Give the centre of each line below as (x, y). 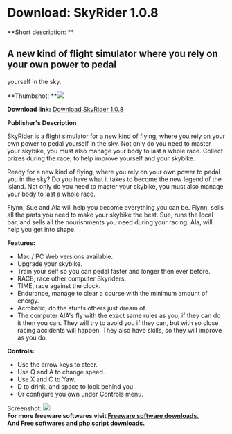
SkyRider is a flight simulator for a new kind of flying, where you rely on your (116, 136)
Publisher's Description (42, 122)
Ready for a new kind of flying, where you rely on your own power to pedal (114, 172)
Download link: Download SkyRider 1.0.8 (65, 109)
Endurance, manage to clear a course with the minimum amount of (112, 293)
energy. (28, 301)
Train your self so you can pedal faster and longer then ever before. (114, 271)
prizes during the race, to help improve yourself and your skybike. (101, 158)
